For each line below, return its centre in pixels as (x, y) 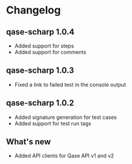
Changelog (33, 10)
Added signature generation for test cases (66, 117)
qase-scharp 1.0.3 (40, 71)
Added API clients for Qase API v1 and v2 (64, 156)
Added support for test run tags (53, 123)
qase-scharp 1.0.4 (40, 32)
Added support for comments (50, 52)
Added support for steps (44, 46)
